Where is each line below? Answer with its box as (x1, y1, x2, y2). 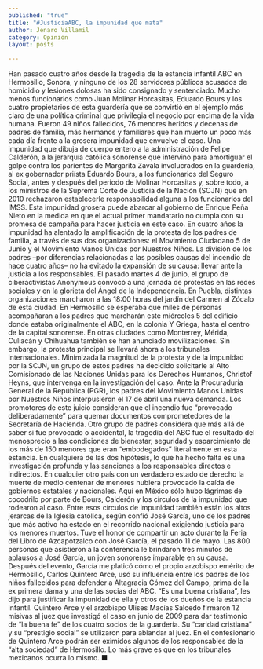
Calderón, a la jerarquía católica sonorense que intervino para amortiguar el (8, 152, 253, 162)
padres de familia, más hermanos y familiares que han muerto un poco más (8, 127, 252, 137)
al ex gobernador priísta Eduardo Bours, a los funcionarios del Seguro (8, 170, 234, 179)
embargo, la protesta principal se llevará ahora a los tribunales (8, 345, 210, 354)
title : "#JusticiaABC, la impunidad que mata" (8, 19, 163, 27)
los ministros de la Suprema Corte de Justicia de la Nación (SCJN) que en (8, 186, 247, 196)
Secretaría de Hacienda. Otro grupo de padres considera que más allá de (8, 419, 245, 429)
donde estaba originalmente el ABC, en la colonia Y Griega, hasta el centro (8, 320, 250, 329)
